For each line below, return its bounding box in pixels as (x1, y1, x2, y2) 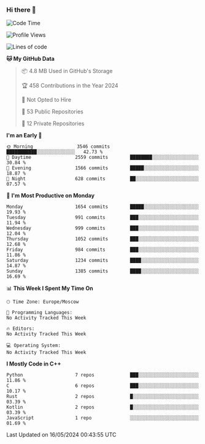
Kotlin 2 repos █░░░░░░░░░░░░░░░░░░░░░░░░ (6, 404, 199, 410)
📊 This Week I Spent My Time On (6, 285, 93, 292)
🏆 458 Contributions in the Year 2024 (21, 82, 118, 90)
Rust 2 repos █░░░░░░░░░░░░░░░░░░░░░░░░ (6, 394, 199, 400)
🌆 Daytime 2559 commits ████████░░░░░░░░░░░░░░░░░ (6, 155, 199, 161)
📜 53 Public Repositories (21, 108, 84, 115)
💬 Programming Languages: (6, 310, 72, 316)
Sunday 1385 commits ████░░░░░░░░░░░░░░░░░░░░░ (6, 268, 199, 275)
